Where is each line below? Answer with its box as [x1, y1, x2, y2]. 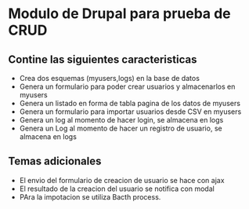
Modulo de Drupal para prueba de [8, 5, 231, 23]
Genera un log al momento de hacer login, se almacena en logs [19, 115, 224, 124]
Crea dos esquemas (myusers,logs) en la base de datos [19, 74, 200, 82]
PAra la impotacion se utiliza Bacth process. [19, 192, 161, 201]
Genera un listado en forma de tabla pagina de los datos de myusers [19, 99, 241, 108]
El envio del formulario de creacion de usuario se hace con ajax [19, 175, 225, 185]
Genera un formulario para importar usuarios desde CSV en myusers [19, 107, 242, 116]
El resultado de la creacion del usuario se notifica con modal [19, 184, 215, 193]
